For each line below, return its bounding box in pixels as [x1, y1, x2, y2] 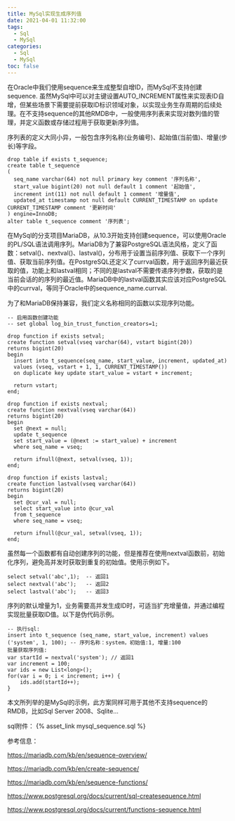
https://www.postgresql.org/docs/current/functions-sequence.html [7, 805, 201, 813]
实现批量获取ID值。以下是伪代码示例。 [7, 610, 118, 618]
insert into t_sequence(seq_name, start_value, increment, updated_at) [13, 357, 228, 364]
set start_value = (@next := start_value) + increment [13, 437, 177, 444]
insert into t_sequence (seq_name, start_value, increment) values [7, 631, 209, 639]
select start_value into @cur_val [13, 504, 114, 512]
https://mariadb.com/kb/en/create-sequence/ [7, 764, 140, 772]
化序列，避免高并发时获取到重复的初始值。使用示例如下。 [7, 557, 173, 566]
